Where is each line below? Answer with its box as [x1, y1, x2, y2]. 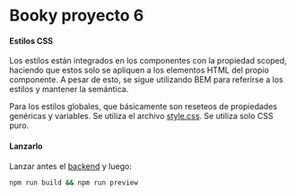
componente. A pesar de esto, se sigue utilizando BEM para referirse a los [9, 74, 284, 85]
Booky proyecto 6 [9, 5, 144, 26]
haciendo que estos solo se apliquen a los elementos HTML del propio [9, 64, 269, 76]
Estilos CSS [9, 35, 54, 46]
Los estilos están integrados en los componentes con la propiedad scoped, [9, 55, 287, 66]
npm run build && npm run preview [9, 178, 139, 187]
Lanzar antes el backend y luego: [9, 160, 132, 171]
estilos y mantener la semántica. [9, 84, 129, 95]
